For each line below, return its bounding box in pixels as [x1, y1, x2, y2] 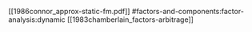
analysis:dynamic [8, 15, 66, 24]
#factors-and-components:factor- [131, 7, 244, 16]
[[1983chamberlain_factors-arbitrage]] [66, 15, 194, 24]
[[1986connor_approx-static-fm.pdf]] [8, 7, 130, 16]
